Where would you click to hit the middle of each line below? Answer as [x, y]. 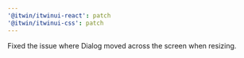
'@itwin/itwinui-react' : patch [59, 15]
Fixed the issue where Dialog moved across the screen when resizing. [122, 45]
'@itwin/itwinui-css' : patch [56, 23]
